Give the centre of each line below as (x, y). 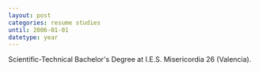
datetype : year (33, 37)
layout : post (30, 15)
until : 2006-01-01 (38, 30)
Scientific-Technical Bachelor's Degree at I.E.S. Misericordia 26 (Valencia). (130, 59)
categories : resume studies (55, 23)
